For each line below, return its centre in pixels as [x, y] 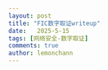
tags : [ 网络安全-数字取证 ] [48, 38]
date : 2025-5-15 [39, 31]
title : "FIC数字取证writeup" [54, 23]
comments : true [34, 46]
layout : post [30, 16]
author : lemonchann [41, 53]
